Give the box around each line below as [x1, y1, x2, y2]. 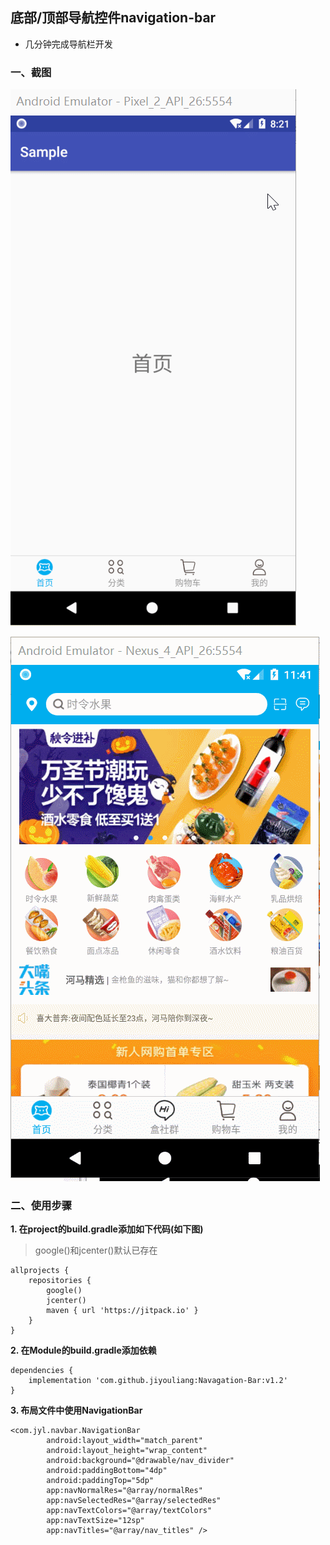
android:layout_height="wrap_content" [46, 1446, 208, 1456]
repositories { [28, 1276, 92, 1286]
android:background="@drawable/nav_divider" [46, 1456, 235, 1466]
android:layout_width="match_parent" [46, 1436, 203, 1446]
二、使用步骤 [10, 1199, 73, 1213]
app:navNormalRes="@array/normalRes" [46, 1486, 203, 1496]
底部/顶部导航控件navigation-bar [10, 9, 217, 27]
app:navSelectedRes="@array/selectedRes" [46, 1496, 222, 1506]
